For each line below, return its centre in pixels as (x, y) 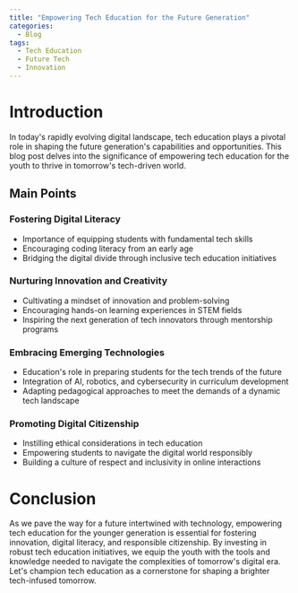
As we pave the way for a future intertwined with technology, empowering (146, 523)
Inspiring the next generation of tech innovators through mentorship (147, 319)
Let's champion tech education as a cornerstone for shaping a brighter (140, 571)
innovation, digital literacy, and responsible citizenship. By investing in (138, 543)
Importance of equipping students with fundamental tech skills (137, 239)
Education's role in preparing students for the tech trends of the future (152, 372)
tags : (19, 43)
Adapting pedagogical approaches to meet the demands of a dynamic (151, 391)
